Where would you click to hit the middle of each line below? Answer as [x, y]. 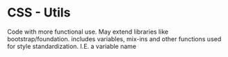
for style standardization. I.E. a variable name [72, 46]
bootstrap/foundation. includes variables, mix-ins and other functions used [114, 38]
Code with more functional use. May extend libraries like [88, 32]
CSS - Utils [39, 13]
